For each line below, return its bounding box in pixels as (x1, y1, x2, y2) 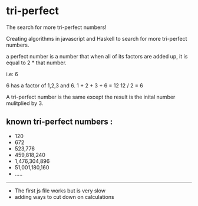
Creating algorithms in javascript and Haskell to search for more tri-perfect (6, 35, 187, 42)
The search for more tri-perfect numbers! (6, 24, 107, 31)
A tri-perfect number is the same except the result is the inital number (6, 93, 176, 100)
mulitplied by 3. (6, 99, 44, 107)
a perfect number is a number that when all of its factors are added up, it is (6, 53, 188, 60)
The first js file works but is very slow (14, 187, 106, 194)
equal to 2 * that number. (6, 59, 67, 66)
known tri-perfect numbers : (6, 117, 113, 127)
